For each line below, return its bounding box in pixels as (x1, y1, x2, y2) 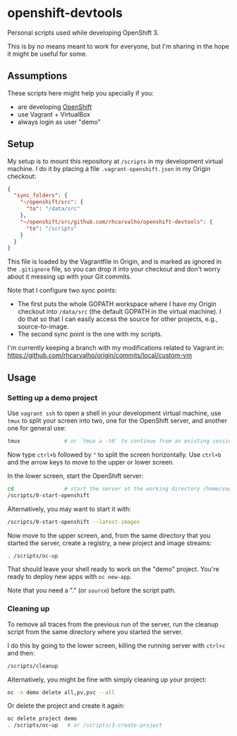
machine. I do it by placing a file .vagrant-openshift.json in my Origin (7, 164, 211, 173)
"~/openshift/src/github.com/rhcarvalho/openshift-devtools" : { (20, 218, 213, 226)
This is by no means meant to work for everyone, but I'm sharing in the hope (7, 42, 229, 50)
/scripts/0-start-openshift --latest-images (7, 518, 140, 525)
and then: (7, 648, 35, 657)
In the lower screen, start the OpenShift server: (7, 472, 144, 480)
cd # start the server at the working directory (7, 485, 200, 492)
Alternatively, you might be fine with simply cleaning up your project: (7, 675, 207, 684)
